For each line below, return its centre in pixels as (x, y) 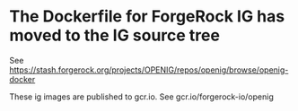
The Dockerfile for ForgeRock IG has (147, 17)
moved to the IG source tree (114, 35)
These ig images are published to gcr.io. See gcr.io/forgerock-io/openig (141, 97)
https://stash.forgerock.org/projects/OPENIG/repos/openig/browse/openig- (149, 70)
